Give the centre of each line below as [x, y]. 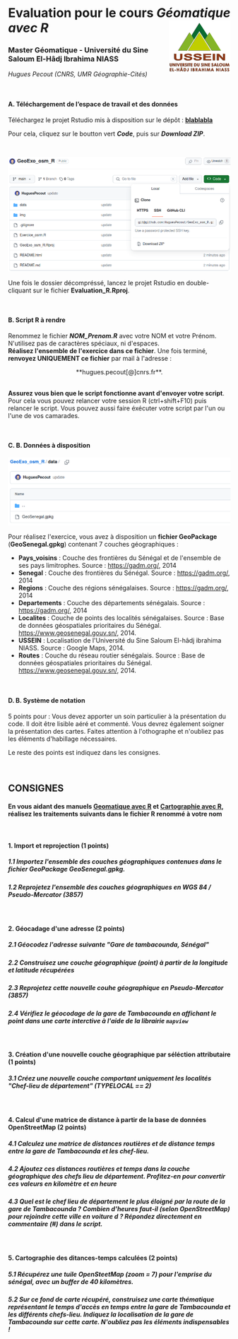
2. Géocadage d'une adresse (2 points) [66, 928]
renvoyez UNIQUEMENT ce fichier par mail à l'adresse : [90, 358]
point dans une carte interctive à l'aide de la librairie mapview [99, 1020]
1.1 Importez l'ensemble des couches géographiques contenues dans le [115, 862]
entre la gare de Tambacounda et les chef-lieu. [79, 1151]
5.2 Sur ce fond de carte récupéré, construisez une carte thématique [111, 1299]
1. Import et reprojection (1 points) [58, 845]
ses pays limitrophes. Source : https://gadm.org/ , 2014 [97, 566]
